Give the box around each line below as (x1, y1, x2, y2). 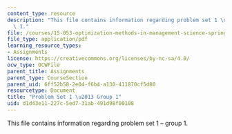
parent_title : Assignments (7, 68, 85, 75)
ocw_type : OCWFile (7, 61, 60, 68)
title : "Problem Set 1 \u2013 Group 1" (7, 94, 122, 101)
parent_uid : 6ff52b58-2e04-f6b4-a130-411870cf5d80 (7, 81, 156, 88)
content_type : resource (7, 10, 76, 17)
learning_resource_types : (7, 42, 81, 49)
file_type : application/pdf (7, 36, 88, 43)
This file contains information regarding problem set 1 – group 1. (7, 119, 188, 127)
